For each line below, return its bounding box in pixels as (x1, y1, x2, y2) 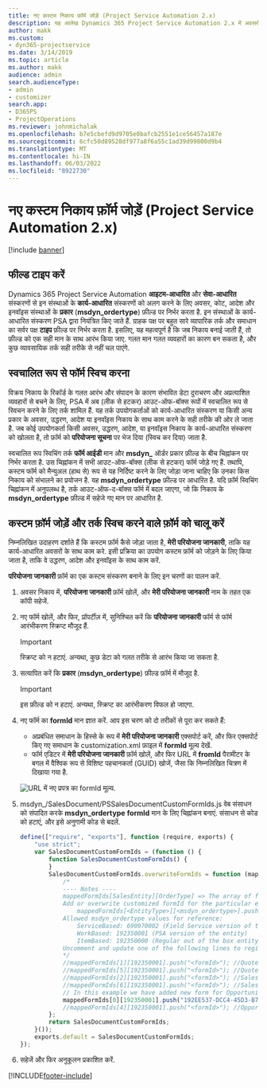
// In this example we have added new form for (62, 989, 223, 996)
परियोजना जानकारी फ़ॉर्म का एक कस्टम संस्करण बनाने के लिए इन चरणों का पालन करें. (8, 571, 221, 581)
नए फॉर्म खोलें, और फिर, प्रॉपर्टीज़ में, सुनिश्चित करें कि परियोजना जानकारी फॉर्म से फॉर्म (19, 612, 233, 622)
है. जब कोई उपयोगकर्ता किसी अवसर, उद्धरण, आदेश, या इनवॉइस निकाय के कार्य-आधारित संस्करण (8, 423, 252, 433)
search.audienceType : (8, 78, 80, 86)
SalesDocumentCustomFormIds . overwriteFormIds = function (48, 870, 241, 878)
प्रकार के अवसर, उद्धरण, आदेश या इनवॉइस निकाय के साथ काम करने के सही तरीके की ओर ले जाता (8, 415, 253, 424)
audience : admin (8, 71, 62, 79)
